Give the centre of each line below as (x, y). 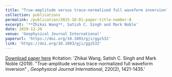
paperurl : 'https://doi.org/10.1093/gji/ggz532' (58, 39)
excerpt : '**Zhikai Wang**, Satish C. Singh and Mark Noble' (72, 24)
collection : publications (33, 15)
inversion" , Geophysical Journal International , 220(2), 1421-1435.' (75, 69)
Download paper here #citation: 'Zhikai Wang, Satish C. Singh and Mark (81, 58)
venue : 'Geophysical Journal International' (53, 34)
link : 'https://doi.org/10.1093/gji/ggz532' (53, 44)
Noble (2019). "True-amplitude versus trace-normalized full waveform (79, 63)
